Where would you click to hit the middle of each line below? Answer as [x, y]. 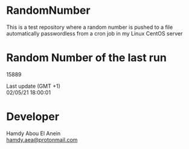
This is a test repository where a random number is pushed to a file [90, 27]
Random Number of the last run [87, 58]
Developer [33, 117]
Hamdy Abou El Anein [34, 133]
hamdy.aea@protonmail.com [42, 139]
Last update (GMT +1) [33, 86]
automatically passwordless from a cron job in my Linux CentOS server [94, 33]
